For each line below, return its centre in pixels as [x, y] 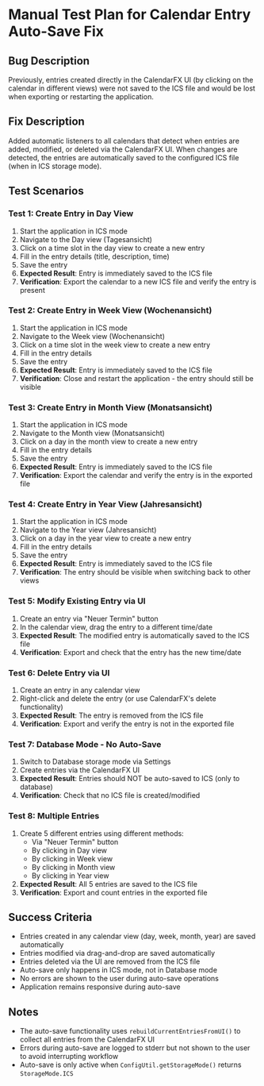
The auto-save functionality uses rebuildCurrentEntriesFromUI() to [130, 1031]
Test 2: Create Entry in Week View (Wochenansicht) [110, 310]
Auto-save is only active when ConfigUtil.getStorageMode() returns [130, 1065]
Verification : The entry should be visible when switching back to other [135, 572]
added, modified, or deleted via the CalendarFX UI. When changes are [123, 149]
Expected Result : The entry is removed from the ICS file [111, 715]
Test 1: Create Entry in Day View [71, 214]
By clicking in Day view [69, 850]
